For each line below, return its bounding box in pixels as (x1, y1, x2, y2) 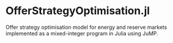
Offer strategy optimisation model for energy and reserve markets (5, 24, 168, 31)
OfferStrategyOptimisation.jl (5, 4, 150, 18)
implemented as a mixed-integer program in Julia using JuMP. (5, 29, 159, 37)
